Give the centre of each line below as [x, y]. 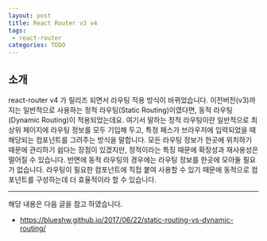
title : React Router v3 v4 [53, 23]
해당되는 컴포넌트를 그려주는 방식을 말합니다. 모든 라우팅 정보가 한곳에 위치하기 [130, 139]
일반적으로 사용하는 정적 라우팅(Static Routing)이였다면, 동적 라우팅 [128, 110]
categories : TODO [37, 45]
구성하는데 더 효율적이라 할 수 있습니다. [96, 179]
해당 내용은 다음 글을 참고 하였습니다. [66, 204]
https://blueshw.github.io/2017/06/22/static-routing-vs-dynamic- [126, 220]
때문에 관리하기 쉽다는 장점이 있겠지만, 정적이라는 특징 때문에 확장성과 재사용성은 [133, 150]
